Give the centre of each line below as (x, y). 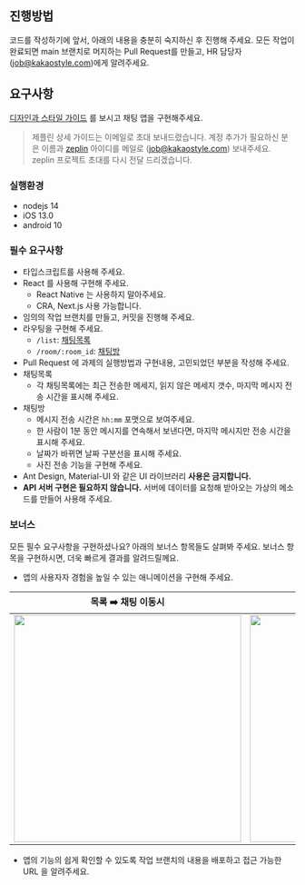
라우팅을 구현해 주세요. (63, 329)
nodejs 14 (40, 205)
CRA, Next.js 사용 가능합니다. (89, 306)
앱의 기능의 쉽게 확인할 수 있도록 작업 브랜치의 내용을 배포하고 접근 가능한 (152, 860)
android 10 (42, 224)
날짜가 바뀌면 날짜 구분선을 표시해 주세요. (109, 453)
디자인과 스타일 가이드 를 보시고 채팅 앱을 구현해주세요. (106, 117)
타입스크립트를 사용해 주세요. (74, 272)
